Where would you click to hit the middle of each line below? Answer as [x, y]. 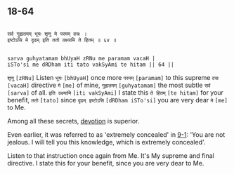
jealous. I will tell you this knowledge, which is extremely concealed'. [106, 142]
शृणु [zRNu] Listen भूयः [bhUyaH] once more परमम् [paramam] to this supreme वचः [113, 77]
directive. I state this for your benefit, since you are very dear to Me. [106, 163]
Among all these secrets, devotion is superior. [73, 121]
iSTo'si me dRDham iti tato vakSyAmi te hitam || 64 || [91, 65]
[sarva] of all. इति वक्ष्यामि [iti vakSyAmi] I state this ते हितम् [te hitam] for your [115, 92]
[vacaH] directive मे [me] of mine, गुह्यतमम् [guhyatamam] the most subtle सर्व [109, 85]
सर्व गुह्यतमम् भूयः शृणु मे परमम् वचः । [47, 34]
